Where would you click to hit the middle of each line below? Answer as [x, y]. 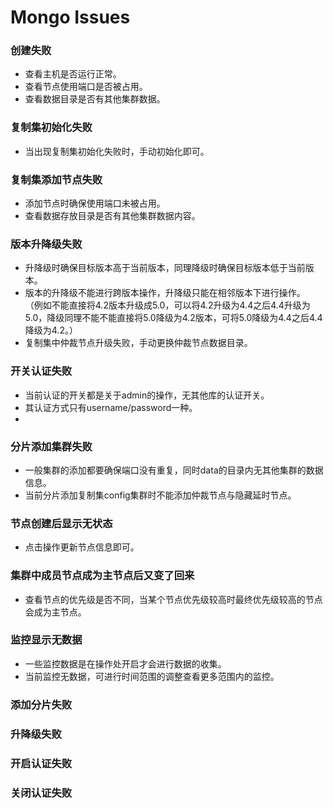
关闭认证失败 [41, 793]
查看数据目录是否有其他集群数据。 [95, 99]
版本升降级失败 [46, 244]
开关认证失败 [41, 371]
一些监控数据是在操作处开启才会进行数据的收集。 [125, 663]
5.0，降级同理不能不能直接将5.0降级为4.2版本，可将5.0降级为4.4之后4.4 [173, 318]
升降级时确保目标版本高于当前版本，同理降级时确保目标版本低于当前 [165, 268]
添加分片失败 [41, 704]
